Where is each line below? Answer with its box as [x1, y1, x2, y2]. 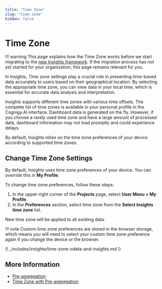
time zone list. [12, 207, 42, 213]
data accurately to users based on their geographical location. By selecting [5, 79, 158, 85]
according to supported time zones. [5, 140, 78, 145]
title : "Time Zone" [5, 7, 45, 12]
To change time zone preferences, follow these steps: [5, 182, 114, 188]
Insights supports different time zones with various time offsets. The [5, 99, 144, 105]
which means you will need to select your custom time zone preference [5, 231, 150, 237]
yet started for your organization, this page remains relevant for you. [5, 64, 144, 70]
